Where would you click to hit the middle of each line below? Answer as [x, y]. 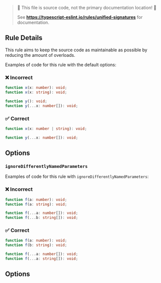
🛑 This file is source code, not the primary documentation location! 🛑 [87, 8]
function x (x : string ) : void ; [36, 92]
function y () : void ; [26, 101]
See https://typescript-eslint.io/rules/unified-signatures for [80, 17]
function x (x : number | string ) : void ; [46, 128]
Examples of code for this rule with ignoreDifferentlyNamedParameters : [77, 177]
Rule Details [24, 38]
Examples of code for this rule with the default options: [61, 65]
